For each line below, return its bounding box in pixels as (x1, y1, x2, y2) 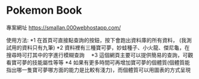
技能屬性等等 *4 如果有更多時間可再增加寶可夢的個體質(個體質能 (32, 59, 191, 66)
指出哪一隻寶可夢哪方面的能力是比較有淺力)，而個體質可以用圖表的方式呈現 (6, 66, 191, 73)
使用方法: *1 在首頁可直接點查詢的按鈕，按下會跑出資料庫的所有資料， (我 (6, 36, 186, 43)
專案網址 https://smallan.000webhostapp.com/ (6, 24, 121, 31)
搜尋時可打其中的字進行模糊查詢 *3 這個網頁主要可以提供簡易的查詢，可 (6, 51, 188, 58)
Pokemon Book (6, 4, 82, 17)
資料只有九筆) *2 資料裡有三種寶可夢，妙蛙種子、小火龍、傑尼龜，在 (21, 44, 190, 51)
